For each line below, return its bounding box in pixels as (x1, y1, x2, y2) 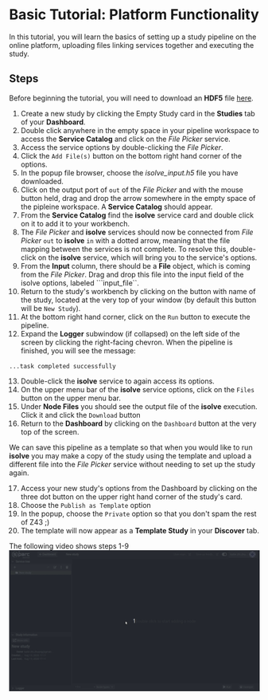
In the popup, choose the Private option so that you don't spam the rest (20, 509, 257, 518)
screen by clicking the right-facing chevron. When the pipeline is (20, 337, 233, 347)
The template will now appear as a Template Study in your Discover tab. (20, 525, 259, 535)
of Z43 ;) (20, 517, 50, 527)
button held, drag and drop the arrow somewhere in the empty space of (20, 193, 256, 203)
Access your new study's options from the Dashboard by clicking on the (20, 483, 258, 493)
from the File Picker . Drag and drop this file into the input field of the (20, 269, 244, 279)
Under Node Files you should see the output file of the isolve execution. (20, 401, 258, 411)
